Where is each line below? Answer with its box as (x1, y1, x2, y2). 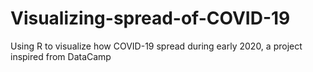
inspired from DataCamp (10, 50, 112, 62)
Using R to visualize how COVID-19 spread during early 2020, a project (10, 40, 303, 52)
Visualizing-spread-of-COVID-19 (10, 7, 291, 30)
